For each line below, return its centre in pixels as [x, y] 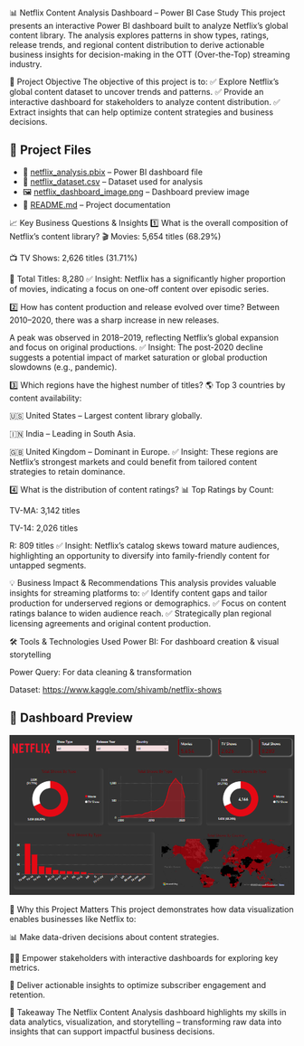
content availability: [46, 398]
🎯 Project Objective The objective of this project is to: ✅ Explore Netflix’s [144, 81]
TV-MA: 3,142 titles [45, 510]
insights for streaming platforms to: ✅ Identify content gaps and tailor [138, 593]
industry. [26, 64]
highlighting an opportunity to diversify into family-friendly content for [140, 555]
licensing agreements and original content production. [110, 623]
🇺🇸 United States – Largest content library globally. [106, 415]
